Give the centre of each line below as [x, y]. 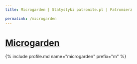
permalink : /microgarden [31, 18]
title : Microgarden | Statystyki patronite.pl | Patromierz [69, 10]
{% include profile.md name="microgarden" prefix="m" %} [66, 57]
